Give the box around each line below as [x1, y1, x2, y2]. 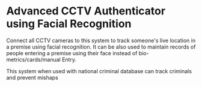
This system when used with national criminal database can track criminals [6, 67, 192, 74]
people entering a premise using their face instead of [6, 49, 138, 56]
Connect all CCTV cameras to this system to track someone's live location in [6, 37, 196, 44]
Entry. [62, 56, 77, 63]
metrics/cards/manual [6, 56, 61, 63]
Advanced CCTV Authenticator [6, 4, 166, 18]
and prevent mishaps [6, 74, 58, 81]
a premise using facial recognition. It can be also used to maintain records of [6, 43, 196, 50]
